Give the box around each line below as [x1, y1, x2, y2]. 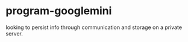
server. [5, 30, 23, 37]
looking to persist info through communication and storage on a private [5, 24, 182, 31]
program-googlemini [5, 4, 112, 18]
